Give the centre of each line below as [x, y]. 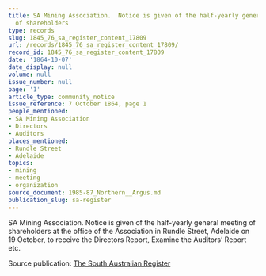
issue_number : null [40, 82]
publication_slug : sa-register [60, 200]
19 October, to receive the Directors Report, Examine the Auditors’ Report [127, 240]
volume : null [30, 75]
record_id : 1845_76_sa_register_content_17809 [86, 52]
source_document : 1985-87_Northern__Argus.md [84, 192]
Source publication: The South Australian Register [89, 263]
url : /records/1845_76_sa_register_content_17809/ [93, 45]
